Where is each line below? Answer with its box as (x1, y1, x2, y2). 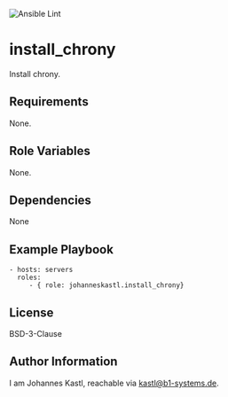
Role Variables (9, 144, 90, 159)
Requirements (9, 94, 89, 110)
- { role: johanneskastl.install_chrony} (28, 281, 185, 290)
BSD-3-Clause (9, 329, 62, 339)
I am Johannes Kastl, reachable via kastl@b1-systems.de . (9, 378, 219, 388)
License (9, 305, 54, 320)
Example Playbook (9, 242, 114, 257)
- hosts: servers (9, 266, 74, 275)
